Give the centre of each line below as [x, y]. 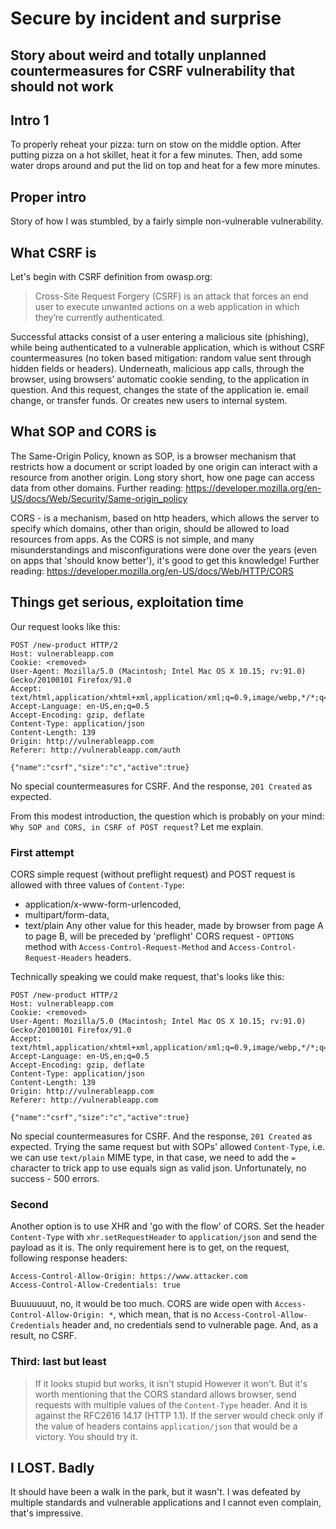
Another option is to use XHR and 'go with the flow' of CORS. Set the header [167, 1226]
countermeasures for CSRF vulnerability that [153, 70]
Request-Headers [58, 958]
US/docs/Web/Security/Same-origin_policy [99, 498]
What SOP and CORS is [83, 432]
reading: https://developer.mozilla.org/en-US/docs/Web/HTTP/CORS [152, 571]
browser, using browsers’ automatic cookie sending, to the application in [160, 379]
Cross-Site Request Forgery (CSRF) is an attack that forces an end [171, 296]
